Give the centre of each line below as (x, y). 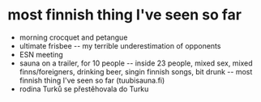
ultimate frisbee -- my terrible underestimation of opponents (120, 45)
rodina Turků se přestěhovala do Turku (84, 89)
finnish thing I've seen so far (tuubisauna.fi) (92, 80)
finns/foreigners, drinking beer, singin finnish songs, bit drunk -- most (136, 71)
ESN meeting (41, 54)
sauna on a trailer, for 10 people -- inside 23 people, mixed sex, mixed (136, 63)
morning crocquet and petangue (73, 37)
